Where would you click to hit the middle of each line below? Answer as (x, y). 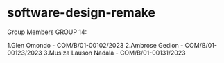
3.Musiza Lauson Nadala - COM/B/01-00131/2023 (115, 53)
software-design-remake (81, 13)
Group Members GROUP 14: (47, 32)
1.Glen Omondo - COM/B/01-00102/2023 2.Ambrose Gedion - (95, 45)
